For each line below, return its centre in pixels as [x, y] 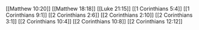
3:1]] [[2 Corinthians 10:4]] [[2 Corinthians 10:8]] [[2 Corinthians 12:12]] [94, 21]
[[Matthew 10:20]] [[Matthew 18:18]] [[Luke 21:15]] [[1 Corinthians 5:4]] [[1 [98, 9]
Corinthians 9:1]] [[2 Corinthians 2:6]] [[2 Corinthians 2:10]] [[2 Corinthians [99, 15]
